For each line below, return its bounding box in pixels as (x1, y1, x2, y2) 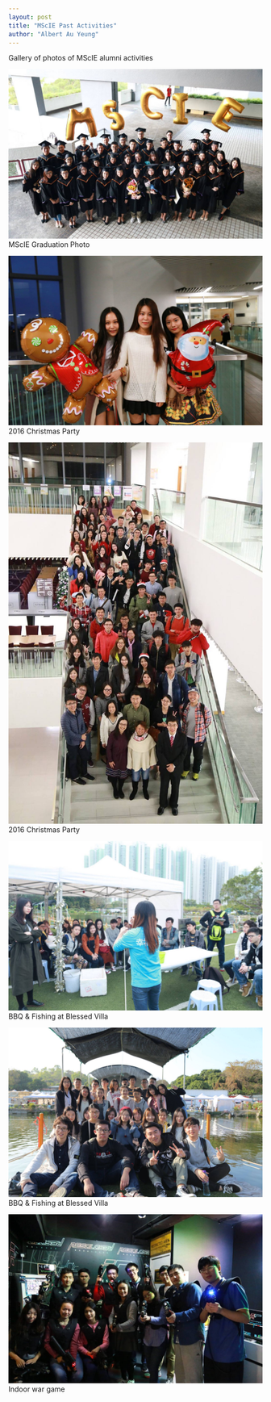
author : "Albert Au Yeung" (8, 30, 99, 38)
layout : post (8, 13, 52, 21)
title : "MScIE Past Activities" (8, 21, 117, 30)
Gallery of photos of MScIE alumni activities (8, 53, 153, 63)
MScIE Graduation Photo (8, 240, 90, 249)
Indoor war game (8, 1384, 65, 1394)
